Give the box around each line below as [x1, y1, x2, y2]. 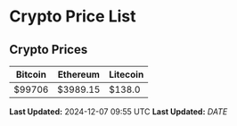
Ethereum [57, 69, 101, 80]
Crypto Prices [9, 42, 88, 57]
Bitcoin [15, 69, 47, 80]
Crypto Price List [9, 6, 136, 27]
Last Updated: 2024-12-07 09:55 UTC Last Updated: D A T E [9, 106, 228, 117]
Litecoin [108, 69, 144, 80]
